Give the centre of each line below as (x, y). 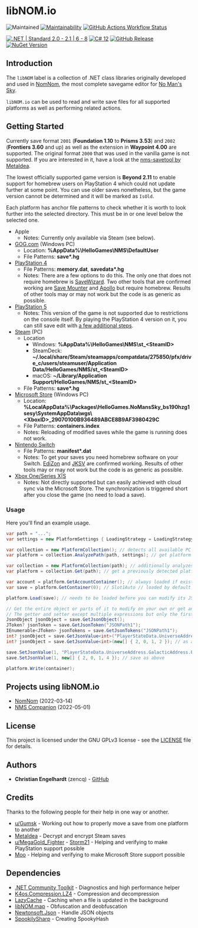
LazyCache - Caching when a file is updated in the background (91, 900)
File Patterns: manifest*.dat (57, 451)
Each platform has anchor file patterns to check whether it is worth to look (96, 207)
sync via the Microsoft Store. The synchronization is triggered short (105, 488)
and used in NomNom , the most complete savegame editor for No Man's (94, 84)
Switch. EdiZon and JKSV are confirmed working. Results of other (103, 463)
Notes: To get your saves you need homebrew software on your (101, 457)
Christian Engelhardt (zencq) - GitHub (62, 779)
